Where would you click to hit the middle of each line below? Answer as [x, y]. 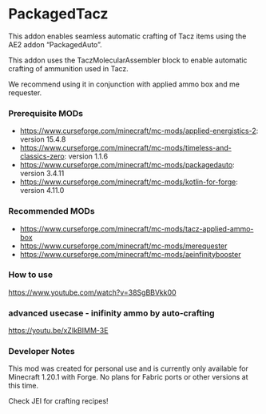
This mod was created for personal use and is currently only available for [129, 368]
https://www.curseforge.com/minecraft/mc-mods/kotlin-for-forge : [129, 182]
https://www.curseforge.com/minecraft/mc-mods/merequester [123, 246]
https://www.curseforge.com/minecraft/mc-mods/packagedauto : [127, 165]
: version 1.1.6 [86, 156]
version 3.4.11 [42, 174]
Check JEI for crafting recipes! [59, 401]
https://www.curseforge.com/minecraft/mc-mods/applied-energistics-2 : [139, 131]
